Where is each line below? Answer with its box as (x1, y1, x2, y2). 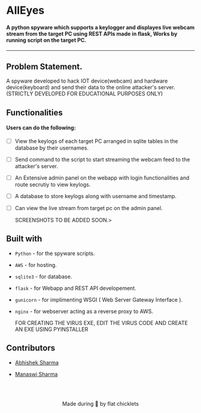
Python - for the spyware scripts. (14, 250, 96, 257)
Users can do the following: (6, 124, 76, 132)
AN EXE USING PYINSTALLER (14, 326, 89, 333)
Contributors (6, 343, 56, 353)
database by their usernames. (14, 144, 89, 151)
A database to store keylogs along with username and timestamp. (14, 192, 177, 199)
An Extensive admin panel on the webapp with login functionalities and (14, 174, 190, 181)
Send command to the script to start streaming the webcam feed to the (14, 156, 190, 163)
